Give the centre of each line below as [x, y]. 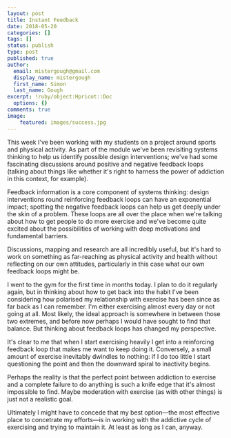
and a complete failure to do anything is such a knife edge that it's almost [111, 384]
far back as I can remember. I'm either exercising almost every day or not [111, 306]
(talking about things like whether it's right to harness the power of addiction [116, 171]
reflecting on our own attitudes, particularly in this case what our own [106, 264]
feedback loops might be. [43, 271]
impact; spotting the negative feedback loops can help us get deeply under [114, 207]
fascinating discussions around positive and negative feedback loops [106, 164]
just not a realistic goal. [40, 399]
